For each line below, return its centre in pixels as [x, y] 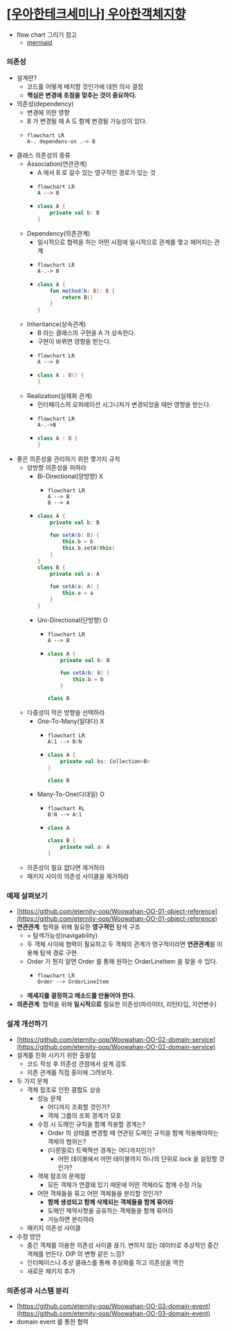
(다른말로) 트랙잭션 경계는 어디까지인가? [101, 1150]
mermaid [39, 42]
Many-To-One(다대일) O [71, 794]
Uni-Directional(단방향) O [72, 620]
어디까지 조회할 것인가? [79, 1107]
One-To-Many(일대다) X [71, 721]
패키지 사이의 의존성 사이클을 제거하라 [78, 876]
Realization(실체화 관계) [59, 395]
